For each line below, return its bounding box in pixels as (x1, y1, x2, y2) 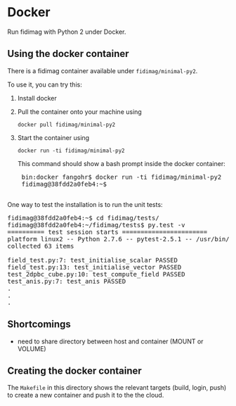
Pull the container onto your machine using (17, 107, 142, 116)
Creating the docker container (7, 364, 142, 376)
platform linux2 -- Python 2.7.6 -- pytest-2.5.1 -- (7, 235, 193, 243)
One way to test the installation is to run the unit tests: (7, 200, 163, 208)
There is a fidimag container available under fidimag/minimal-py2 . (7, 66, 198, 75)
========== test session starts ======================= (7, 228, 208, 236)
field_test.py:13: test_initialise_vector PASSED (7, 263, 182, 271)
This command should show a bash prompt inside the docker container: (17, 159, 226, 167)
